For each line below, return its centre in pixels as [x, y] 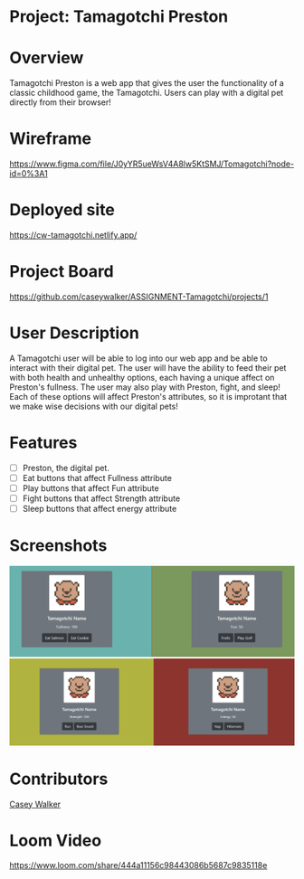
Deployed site [62, 210]
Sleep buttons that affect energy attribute [100, 509]
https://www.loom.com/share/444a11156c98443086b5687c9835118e [138, 865]
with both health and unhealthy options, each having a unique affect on [142, 377]
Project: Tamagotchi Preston [119, 17]
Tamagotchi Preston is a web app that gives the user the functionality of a [147, 83]
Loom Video [56, 841]
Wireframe [51, 139]
